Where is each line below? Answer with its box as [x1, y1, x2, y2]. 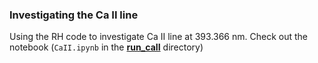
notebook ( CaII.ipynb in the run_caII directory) [9, 41, 204, 53]
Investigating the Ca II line [9, 8, 139, 22]
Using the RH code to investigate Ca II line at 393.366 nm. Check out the [9, 31, 308, 43]
